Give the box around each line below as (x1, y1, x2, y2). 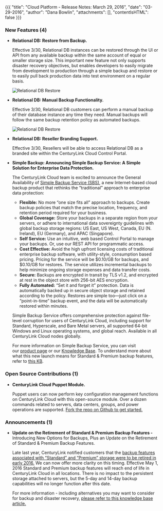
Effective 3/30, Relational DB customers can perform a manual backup (12, 107, 154, 113)
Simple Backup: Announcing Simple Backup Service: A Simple (12, 160, 141, 166)
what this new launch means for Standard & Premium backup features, (12, 353, 154, 359)
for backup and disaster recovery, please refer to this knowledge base (12, 495, 153, 501)
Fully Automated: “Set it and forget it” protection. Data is (19, 282, 134, 288)
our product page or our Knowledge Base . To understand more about (12, 348, 151, 354)
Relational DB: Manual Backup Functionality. (12, 97, 104, 103)
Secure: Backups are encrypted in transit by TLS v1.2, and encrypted (19, 272, 158, 278)
